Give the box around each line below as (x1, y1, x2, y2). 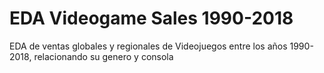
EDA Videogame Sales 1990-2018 (9, 7, 294, 30)
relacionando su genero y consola (33, 50, 174, 62)
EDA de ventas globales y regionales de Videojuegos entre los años (9, 40, 288, 52)
